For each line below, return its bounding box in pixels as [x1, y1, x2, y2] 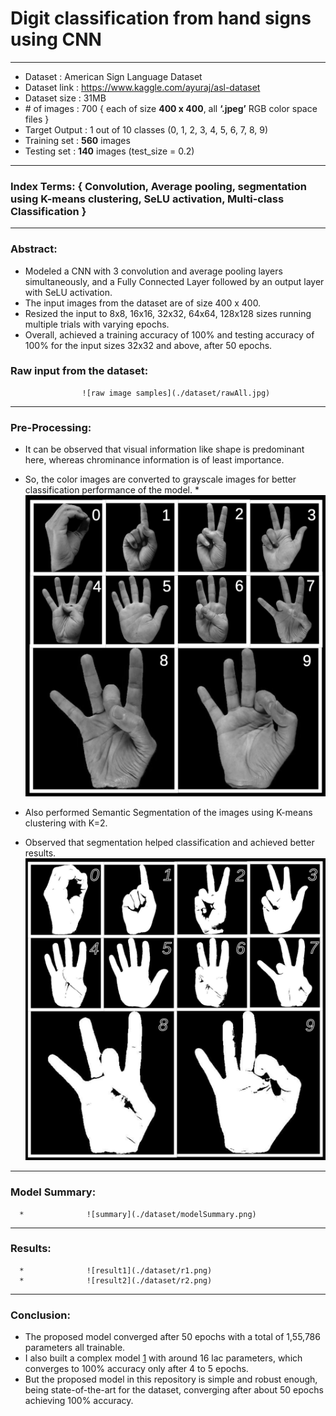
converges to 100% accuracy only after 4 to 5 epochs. [24, 1363, 249, 1375]
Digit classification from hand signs [10, 7, 312, 30]
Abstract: [10, 242, 58, 256]
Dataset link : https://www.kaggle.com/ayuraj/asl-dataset [24, 81, 261, 93]
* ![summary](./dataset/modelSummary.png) [19, 1209, 257, 1219]
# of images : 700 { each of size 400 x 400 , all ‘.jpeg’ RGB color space [24, 102, 318, 114]
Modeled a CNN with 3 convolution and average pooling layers [24, 265, 283, 277]
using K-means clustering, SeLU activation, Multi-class [10, 192, 285, 206]
